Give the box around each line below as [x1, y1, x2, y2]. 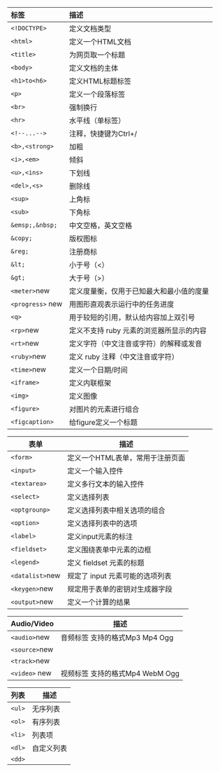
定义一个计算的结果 [67, 598, 131, 607]
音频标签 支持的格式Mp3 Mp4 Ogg [60, 633, 174, 643]
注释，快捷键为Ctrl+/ [68, 129, 138, 139]
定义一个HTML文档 [68, 37, 131, 46]
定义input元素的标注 [67, 532, 133, 541]
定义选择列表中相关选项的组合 [67, 505, 166, 515]
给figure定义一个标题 [68, 418, 138, 427]
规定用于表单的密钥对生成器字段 [67, 584, 173, 594]
